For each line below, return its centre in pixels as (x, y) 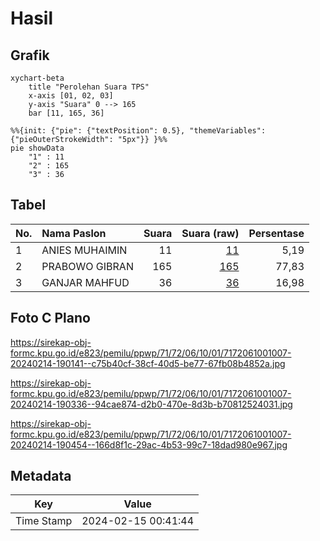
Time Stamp (44, 521)
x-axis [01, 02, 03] (71, 96)
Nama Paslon (74, 233)
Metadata (41, 476)
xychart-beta (37, 78)
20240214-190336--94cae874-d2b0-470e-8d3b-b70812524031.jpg (151, 404)
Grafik (30, 55)
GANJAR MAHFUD (85, 282)
